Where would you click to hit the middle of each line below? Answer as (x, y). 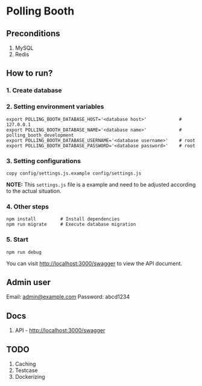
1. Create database (34, 91)
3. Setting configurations (44, 161)
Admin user (29, 282)
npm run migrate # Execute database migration (71, 225)
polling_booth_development (40, 135)
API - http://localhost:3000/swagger (60, 330)
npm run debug (24, 252)
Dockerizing (30, 376)
